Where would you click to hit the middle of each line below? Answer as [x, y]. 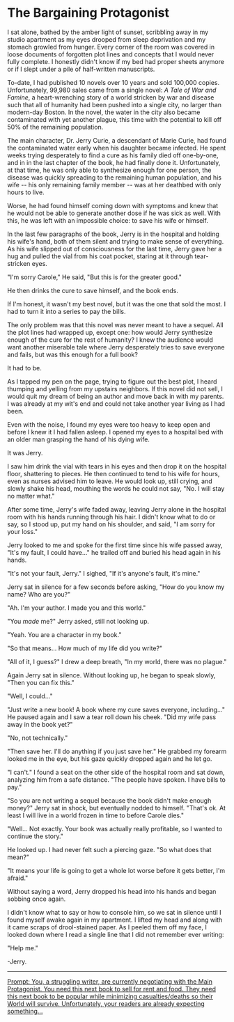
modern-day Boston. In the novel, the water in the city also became [104, 112]
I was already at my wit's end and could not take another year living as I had [116, 403]
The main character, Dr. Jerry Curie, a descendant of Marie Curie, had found [117, 140]
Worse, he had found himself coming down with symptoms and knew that [113, 205]
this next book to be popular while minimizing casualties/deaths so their [110, 996]
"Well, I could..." [30, 696]
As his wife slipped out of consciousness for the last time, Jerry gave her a [115, 249]
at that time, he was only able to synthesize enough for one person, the [109, 170]
